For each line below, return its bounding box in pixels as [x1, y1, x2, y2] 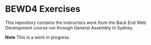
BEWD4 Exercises [5, 3, 81, 15]
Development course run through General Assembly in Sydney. [5, 24, 134, 30]
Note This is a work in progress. [5, 34, 70, 40]
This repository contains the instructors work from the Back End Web [5, 20, 146, 25]
